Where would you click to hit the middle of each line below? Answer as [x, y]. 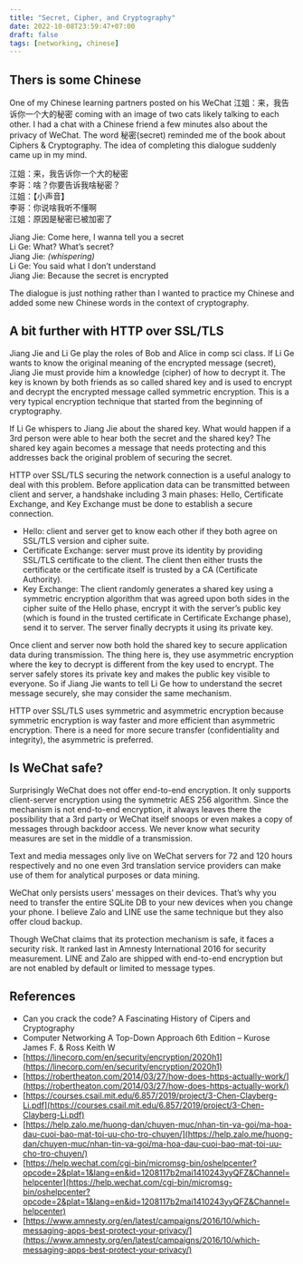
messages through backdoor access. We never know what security [135, 828]
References [43, 997]
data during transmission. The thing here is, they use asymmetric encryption [151, 655]
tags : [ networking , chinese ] [64, 43]
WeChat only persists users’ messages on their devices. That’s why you [143, 892]
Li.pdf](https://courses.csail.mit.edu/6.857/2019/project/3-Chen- [143, 1105]
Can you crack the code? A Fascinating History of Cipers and [136, 1018]
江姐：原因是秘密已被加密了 [61, 219]
